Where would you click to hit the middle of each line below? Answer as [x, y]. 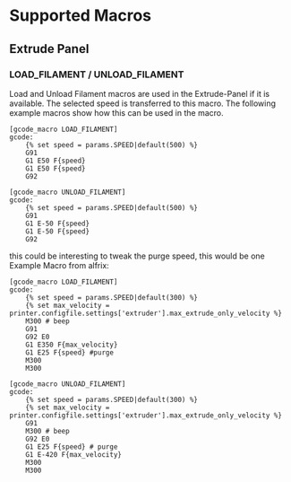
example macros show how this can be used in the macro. [116, 112]
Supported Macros [81, 16]
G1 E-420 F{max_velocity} [74, 454]
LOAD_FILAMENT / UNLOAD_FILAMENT [97, 74]
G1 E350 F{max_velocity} [72, 345]
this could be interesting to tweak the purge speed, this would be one [137, 256]
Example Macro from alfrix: [59, 265]
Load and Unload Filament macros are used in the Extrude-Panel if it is [140, 93]
